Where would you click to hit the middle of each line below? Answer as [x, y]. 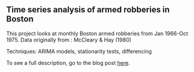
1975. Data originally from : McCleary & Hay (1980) [69, 40]
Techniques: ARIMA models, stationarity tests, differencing [79, 51]
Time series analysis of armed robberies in [88, 10]
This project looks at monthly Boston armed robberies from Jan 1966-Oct [97, 33]
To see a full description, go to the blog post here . [68, 62]
